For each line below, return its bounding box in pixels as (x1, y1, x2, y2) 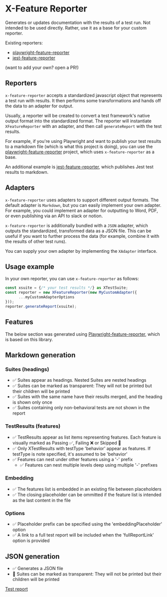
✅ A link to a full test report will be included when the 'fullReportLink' (12, 532, 155, 538)
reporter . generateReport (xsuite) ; (5, 304, 77, 309)
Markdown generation (5, 351, 76, 359)
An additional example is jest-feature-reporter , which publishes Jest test (5, 163, 154, 170)
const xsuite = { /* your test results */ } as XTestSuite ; (5, 285, 128, 290)
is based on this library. (5, 336, 53, 342)
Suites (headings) (5, 366, 49, 373)
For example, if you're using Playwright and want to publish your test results (5, 138, 162, 144)
